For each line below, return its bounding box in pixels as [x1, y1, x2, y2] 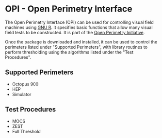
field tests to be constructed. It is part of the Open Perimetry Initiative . [5, 29, 145, 35]
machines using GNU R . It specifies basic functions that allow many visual [5, 24, 153, 30]
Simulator [12, 91, 32, 97]
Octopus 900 [12, 81, 39, 87]
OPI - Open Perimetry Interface [5, 3, 132, 14]
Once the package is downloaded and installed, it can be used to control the [5, 39, 158, 44]
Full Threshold [12, 128, 41, 134]
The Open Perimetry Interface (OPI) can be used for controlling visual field [5, 19, 154, 25]
